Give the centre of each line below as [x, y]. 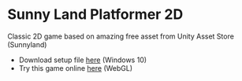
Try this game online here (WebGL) [76, 68]
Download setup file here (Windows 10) [83, 60]
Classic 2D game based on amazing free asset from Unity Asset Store [121, 36]
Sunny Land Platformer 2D [95, 15]
